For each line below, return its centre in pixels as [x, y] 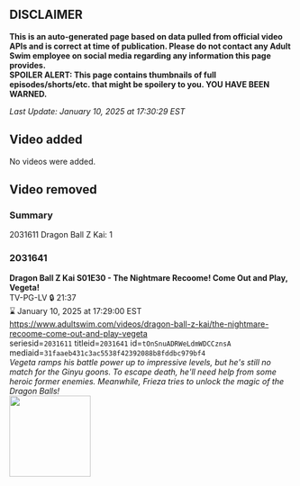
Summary [32, 215]
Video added [46, 140]
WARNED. [28, 94]
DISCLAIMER [46, 15]
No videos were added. [53, 161]
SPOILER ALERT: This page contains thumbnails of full [113, 75]
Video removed [53, 189]
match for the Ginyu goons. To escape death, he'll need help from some [143, 372]
